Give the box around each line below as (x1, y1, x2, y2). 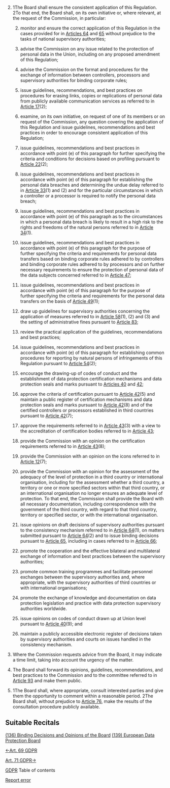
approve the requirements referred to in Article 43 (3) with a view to (20, 423, 161, 428)
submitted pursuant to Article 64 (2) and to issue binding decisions (20, 532, 159, 539)
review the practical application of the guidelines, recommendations (20, 329, 162, 335)
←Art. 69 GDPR (5, 747, 38, 753)
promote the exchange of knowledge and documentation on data (20, 595, 156, 601)
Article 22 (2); (20, 161, 48, 167)
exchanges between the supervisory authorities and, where (20, 574, 145, 580)
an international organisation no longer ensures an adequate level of (20, 490, 163, 496)
